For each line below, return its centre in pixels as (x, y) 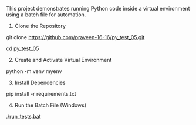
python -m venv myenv (34, 71)
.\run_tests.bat (23, 117)
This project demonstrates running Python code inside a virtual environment (98, 8)
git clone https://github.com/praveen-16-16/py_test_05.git (75, 37)
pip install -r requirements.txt (41, 94)
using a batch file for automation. (46, 15)
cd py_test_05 (23, 48)
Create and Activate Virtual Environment (63, 60)
